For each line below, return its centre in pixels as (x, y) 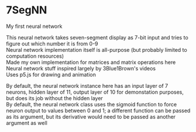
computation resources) (35, 56)
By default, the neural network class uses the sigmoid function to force (92, 104)
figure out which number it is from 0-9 (52, 44)
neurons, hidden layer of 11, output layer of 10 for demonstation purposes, (95, 92)
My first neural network (34, 26)
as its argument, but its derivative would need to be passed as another (91, 116)
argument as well (27, 123)
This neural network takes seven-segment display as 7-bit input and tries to (97, 37)
